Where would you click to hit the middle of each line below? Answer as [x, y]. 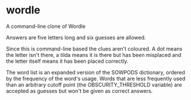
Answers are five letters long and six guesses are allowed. [76, 37]
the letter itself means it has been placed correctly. [67, 61]
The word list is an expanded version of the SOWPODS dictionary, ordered [95, 72]
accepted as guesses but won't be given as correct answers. [79, 91]
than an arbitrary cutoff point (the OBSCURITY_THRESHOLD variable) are [94, 84]
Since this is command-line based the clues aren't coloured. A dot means [94, 49]
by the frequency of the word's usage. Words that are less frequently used [96, 78]
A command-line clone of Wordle [46, 26]
